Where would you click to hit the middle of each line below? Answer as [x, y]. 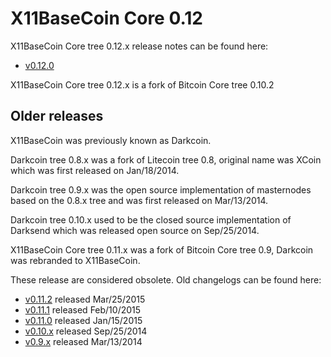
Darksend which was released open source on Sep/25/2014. [135, 230]
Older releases [57, 116]
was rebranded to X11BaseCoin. [75, 260]
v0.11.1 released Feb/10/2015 [83, 309]
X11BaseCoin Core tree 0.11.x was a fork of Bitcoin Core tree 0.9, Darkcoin [162, 249]
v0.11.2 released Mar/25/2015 [85, 299]
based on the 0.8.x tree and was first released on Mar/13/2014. [139, 200]
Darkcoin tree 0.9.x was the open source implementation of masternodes [161, 189]
